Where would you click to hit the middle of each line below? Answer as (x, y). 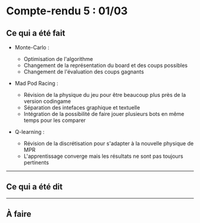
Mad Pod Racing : (36, 83)
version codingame (47, 101)
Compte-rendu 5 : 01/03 (67, 11)
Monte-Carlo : (32, 47)
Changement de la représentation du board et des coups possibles (106, 65)
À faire (19, 214)
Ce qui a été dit (35, 187)
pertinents (36, 162)
